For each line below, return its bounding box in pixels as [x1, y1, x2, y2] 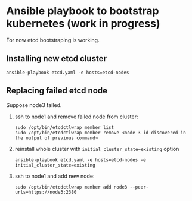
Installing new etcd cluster [6, 54, 107, 64]
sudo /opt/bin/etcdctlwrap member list [14, 124, 114, 130]
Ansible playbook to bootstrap [6, 4, 159, 18]
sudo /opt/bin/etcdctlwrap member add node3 [14, 184, 128, 190]
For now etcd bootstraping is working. [6, 36, 100, 43]
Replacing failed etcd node [6, 86, 108, 96]
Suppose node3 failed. [6, 101, 62, 108]
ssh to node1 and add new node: [14, 172, 95, 180]
